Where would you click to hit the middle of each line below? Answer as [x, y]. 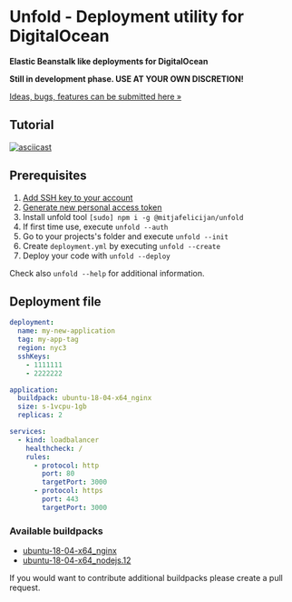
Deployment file [55, 301]
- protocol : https [68, 491]
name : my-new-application [67, 331]
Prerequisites [48, 176]
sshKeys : [34, 356]
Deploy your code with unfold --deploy [96, 256]
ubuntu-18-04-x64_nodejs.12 [77, 560]
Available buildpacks [56, 531]
